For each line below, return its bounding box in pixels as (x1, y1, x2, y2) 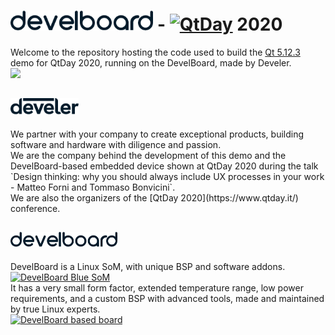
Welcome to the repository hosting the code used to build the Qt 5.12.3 (10, 46, 301, 58)
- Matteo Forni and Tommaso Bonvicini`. (10, 181, 176, 193)
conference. (10, 202, 61, 214)
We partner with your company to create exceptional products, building (10, 128, 305, 140)
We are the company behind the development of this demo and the (10, 149, 287, 161)
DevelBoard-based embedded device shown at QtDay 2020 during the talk (10, 160, 319, 172)
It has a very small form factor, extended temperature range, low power (10, 281, 304, 294)
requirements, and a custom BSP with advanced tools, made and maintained (10, 292, 325, 304)
